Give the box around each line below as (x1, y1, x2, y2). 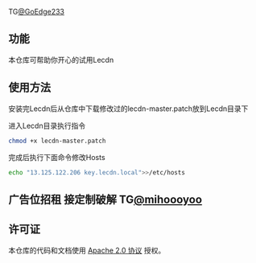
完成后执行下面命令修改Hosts (8, 152, 106, 162)
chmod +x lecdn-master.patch (8, 137, 106, 145)
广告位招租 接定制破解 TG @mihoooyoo (8, 192, 203, 206)
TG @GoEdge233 (8, 7, 65, 16)
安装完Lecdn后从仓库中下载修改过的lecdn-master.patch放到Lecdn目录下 (8, 104, 249, 113)
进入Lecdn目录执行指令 (8, 121, 86, 130)
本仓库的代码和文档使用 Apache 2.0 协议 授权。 (8, 245, 166, 255)
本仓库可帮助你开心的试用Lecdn (8, 55, 114, 64)
